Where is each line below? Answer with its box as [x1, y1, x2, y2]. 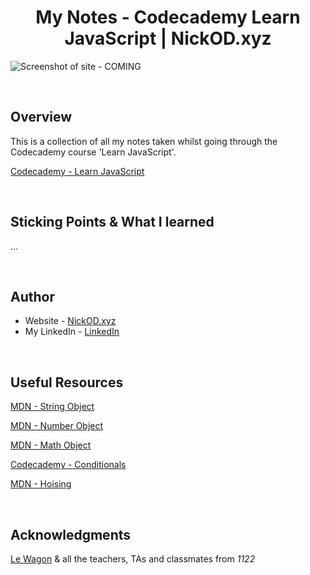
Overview [10, 109, 73, 126]
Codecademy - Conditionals [10, 459, 127, 471]
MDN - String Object [10, 401, 95, 413]
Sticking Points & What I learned [10, 214, 215, 231]
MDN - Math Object [10, 439, 92, 451]
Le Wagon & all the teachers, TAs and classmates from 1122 [10, 553, 256, 565]
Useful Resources [10, 374, 124, 391]
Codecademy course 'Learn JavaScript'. [10, 146, 177, 158]
